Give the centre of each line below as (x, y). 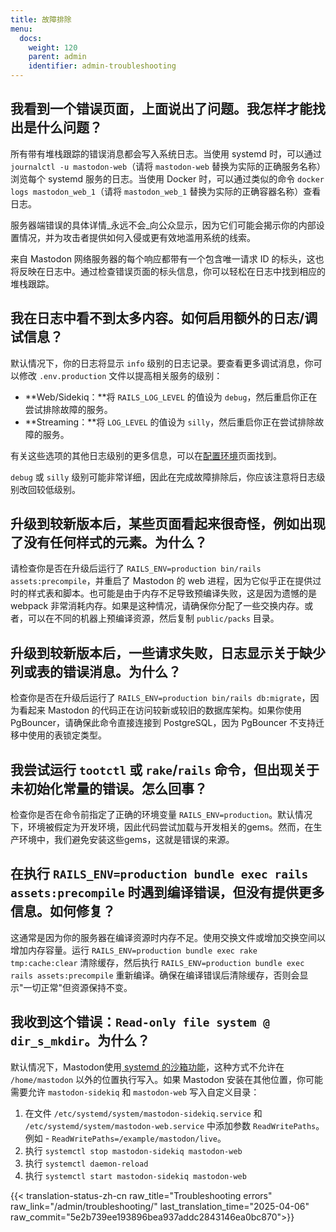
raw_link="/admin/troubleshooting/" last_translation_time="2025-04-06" (160, 1206)
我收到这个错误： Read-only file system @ (140, 1022)
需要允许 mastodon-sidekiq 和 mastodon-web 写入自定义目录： (135, 1092)
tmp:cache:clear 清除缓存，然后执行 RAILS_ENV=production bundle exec (157, 962)
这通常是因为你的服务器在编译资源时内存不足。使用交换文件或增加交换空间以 (168, 937)
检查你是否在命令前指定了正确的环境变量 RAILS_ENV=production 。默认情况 (161, 815)
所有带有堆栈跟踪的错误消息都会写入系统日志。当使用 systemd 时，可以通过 (166, 153)
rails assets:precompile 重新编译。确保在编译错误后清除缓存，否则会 (155, 975)
